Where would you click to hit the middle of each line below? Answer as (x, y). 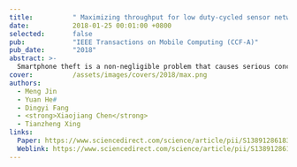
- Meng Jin (37, 91)
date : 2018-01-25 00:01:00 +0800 (91, 26)
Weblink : (33, 148)
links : (21, 133)
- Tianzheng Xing (49, 125)
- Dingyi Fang (43, 108)
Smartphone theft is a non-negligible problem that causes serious (144, 67)
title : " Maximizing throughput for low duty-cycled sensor (140, 17)
